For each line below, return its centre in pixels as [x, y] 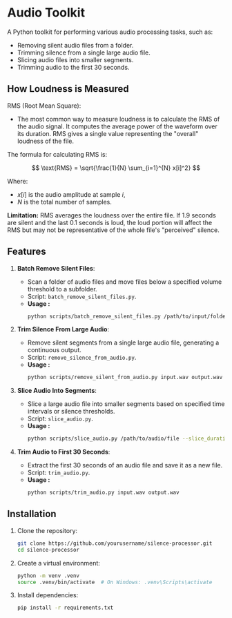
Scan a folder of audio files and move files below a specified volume [125, 282]
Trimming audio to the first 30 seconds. [73, 67]
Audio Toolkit [46, 13]
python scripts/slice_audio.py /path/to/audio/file [103, 439]
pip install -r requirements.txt [65, 608]
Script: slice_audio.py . [60, 418]
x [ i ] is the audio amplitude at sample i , [71, 194]
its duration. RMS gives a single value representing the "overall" [108, 133]
